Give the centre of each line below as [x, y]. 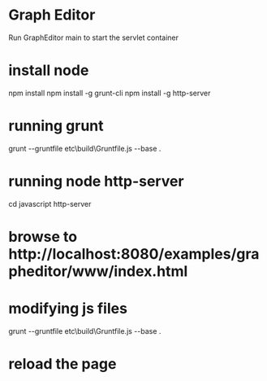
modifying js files [68, 309]
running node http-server [96, 182]
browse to [43, 236]
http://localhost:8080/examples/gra [134, 254]
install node [49, 70]
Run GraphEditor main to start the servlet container [94, 37]
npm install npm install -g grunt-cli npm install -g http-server [110, 93]
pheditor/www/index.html [98, 271]
